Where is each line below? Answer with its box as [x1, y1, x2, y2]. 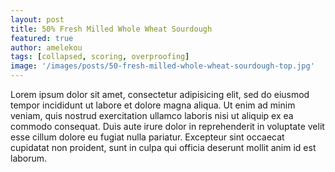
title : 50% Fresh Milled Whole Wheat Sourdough [10, 24, 213, 34]
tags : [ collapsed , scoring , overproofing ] [10, 52, 190, 62]
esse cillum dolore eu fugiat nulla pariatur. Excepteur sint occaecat [10, 131, 285, 143]
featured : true [10, 33, 74, 43]
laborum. [10, 152, 48, 164]
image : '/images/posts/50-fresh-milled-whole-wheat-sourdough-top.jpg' [10, 61, 315, 71]
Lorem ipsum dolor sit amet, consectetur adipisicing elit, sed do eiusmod [10, 89, 310, 100]
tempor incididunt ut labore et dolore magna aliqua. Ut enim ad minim [10, 99, 296, 111]
